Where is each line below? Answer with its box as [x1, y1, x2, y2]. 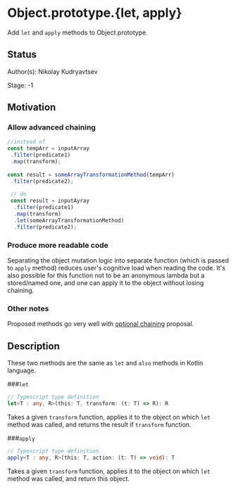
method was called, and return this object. [7, 474, 130, 483]
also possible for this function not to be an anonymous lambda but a [7, 271, 205, 279]
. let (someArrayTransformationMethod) [13, 217, 125, 224]
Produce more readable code [7, 240, 109, 250]
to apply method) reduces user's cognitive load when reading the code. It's [7, 263, 225, 272]
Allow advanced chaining [7, 122, 97, 132]
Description [7, 340, 60, 352]
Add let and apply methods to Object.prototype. [7, 28, 148, 37]
